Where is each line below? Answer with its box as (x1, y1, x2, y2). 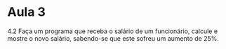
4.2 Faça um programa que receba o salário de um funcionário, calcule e (7, 27, 218, 35)
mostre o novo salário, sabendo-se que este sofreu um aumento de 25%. (7, 34, 220, 42)
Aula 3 (7, 4, 46, 20)
